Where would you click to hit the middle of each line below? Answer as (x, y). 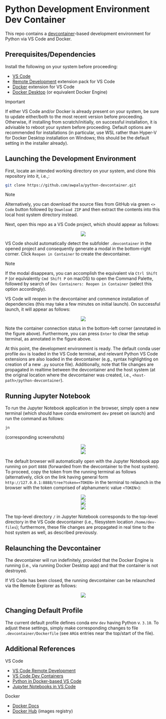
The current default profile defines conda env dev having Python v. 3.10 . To (82, 622)
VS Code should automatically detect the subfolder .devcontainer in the (79, 243)
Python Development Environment (78, 9)
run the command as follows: (35, 419)
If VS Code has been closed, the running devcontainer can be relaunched (80, 580)
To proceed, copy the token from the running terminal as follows (71, 472)
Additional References (40, 649)
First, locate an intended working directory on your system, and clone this (81, 171)
